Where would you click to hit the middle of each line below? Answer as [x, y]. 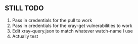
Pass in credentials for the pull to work [52, 20]
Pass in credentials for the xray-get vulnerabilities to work [72, 25]
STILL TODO [24, 8]
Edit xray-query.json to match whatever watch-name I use [73, 31]
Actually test [25, 36]
